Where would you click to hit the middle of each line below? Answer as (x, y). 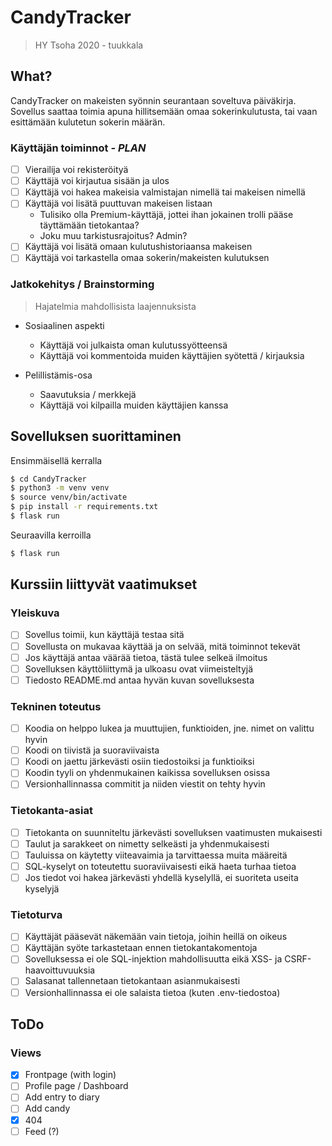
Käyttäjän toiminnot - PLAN (78, 148)
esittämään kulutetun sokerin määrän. (88, 122)
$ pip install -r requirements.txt (84, 507)
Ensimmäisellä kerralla (56, 460)
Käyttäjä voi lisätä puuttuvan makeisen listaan (118, 203)
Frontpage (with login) (70, 1075)
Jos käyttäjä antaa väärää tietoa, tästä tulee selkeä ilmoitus (146, 657)
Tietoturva (36, 914)
